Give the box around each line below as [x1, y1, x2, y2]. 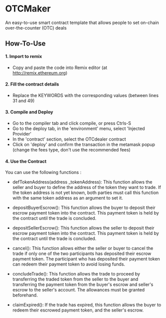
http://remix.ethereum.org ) [12, 69, 67, 75]
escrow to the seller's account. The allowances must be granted [12, 287, 145, 293]
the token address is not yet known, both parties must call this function [12, 189, 159, 195]
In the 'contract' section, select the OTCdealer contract [12, 136, 126, 142]
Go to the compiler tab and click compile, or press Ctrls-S [12, 120, 131, 126]
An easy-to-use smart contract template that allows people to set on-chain [5, 19, 159, 25]
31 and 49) [12, 97, 35, 103]
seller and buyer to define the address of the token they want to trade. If [12, 184, 161, 190]
